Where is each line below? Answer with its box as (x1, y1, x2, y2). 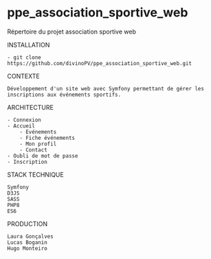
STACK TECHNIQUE (7, 170, 64, 179)
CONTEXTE (7, 72, 40, 80)
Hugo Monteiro (7, 245, 48, 251)
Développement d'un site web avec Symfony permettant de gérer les (7, 85, 205, 92)
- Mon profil (19, 140, 57, 147)
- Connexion (7, 116, 41, 123)
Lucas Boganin (7, 238, 48, 246)
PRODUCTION (7, 219, 48, 227)
